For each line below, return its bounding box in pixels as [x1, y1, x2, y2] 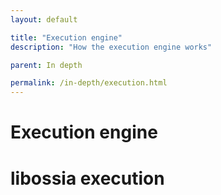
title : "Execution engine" [10, 32, 123, 43]
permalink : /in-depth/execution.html [10, 78, 168, 88]
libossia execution [10, 167, 165, 190]
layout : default [10, 14, 78, 25]
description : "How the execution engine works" [10, 42, 213, 52]
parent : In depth [10, 60, 83, 70]
